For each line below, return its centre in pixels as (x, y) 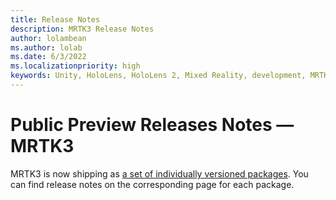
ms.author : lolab (46, 47)
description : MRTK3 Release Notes (82, 29)
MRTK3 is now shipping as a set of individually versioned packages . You (159, 173)
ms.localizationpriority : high (75, 66)
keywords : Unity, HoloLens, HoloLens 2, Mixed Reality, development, (158, 76)
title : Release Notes (55, 19)
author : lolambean (48, 38)
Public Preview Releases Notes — (152, 125)
